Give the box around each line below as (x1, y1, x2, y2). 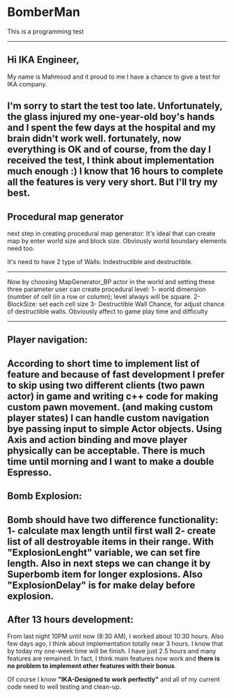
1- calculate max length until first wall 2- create (7, 525, 216, 536)
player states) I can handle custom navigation (7, 412, 210, 424)
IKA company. (7, 79, 47, 88)
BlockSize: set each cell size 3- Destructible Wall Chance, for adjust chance (7, 300, 225, 308)
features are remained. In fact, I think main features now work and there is (7, 654, 221, 662)
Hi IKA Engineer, (7, 54, 80, 66)
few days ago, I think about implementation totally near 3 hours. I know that (7, 639, 224, 648)
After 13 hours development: (7, 614, 134, 626)
